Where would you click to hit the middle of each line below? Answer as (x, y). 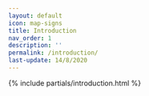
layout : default (35, 16)
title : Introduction (43, 30)
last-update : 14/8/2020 (48, 61)
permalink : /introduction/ (53, 53)
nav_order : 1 (30, 38)
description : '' (35, 46)
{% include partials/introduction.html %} (75, 83)
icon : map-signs (35, 23)
